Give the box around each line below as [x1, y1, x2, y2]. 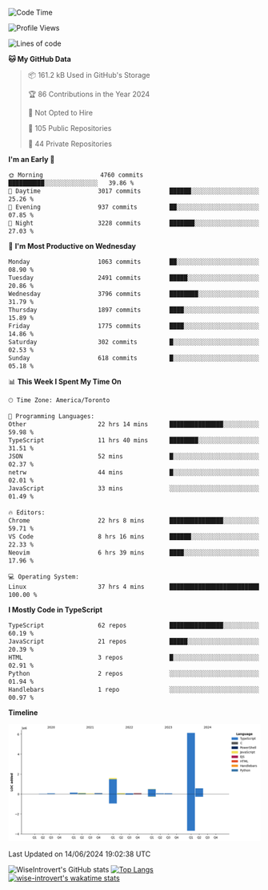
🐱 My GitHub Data [8, 55, 72, 63]
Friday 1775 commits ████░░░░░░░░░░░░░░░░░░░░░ [8, 322, 260, 330]
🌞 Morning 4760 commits [8, 171, 144, 179]
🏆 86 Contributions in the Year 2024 [27, 89, 150, 99]
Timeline [8, 708, 38, 717]
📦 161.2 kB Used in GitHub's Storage [27, 71, 150, 79]
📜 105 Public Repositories [27, 124, 112, 132]
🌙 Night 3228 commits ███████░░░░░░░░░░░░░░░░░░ [8, 219, 260, 227]
